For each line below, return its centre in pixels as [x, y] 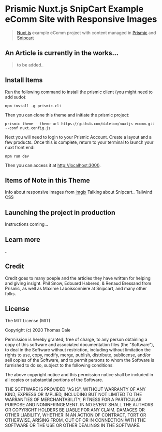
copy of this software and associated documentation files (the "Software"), [80, 344]
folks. [10, 293]
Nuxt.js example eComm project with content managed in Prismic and [86, 33]
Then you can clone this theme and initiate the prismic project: [67, 115]
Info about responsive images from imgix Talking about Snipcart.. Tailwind [79, 192]
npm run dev [17, 156]
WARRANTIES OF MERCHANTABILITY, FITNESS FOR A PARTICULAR [73, 399]
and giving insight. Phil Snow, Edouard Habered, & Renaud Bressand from [78, 283]
